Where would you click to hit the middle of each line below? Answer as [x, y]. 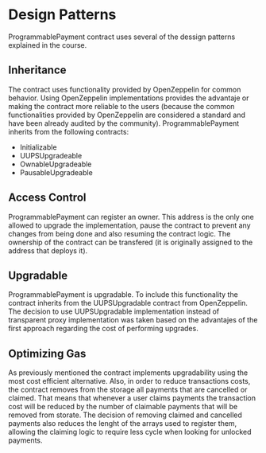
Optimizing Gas [47, 353]
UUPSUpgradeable [51, 155]
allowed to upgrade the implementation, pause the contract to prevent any [130, 225]
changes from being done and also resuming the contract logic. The [120, 233]
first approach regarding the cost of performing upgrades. [103, 329]
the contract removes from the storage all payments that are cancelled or [128, 390]
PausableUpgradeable [56, 172]
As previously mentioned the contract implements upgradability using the [128, 373]
